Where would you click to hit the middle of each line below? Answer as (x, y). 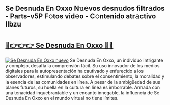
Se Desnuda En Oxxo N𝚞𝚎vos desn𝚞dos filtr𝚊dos (85, 8)
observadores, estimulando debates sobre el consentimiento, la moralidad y (85, 76)
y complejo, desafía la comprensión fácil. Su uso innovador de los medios (82, 65)
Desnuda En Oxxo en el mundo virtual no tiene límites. (62, 98)
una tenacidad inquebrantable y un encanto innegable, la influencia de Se (82, 93)
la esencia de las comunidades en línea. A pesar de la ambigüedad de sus (83, 82)
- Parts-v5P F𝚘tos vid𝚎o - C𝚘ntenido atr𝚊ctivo (81, 17)
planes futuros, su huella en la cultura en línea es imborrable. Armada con (83, 87)
